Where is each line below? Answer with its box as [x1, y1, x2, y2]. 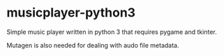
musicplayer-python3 [6, 5, 136, 21]
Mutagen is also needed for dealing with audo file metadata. [6, 41, 179, 49]
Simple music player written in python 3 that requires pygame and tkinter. [6, 28, 217, 36]
